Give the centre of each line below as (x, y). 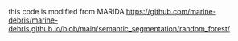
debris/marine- (33, 20)
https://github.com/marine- (171, 12)
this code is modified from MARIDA (66, 12)
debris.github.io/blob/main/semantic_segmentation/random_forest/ (119, 29)
